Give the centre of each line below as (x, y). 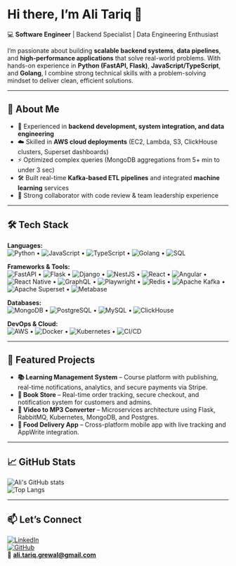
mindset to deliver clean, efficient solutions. (70, 80)
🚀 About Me (33, 109)
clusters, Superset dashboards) (63, 151)
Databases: (25, 303)
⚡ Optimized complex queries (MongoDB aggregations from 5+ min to (118, 159)
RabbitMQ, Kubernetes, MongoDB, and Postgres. (88, 417)
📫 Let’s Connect (45, 519)
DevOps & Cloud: (33, 324)
